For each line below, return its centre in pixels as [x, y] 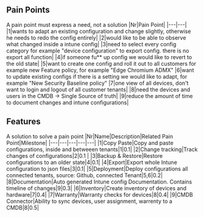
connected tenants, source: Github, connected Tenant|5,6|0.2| [85, 175]
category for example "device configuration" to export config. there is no [98, 51]
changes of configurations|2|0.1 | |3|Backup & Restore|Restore [85, 155]
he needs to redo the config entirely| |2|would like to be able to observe [96, 37]
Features [23, 122]
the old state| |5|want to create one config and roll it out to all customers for [101, 63]
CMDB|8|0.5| [23, 207]
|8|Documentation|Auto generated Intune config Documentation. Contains [99, 182]
